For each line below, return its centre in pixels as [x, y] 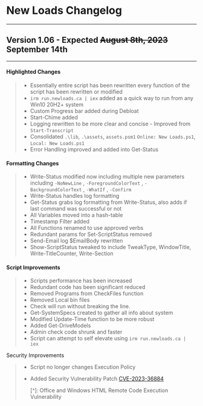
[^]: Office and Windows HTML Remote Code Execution [99, 390]
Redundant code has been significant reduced [88, 287]
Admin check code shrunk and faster [76, 332]
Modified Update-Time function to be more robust [92, 319]
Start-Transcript [52, 130]
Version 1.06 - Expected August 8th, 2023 [87, 40]
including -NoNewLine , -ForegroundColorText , [87, 183]
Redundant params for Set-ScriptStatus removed [91, 234]
